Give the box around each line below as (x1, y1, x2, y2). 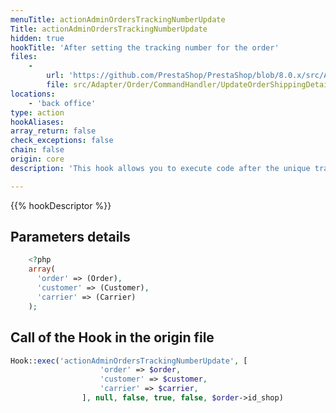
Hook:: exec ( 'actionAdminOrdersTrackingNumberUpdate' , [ (10, 356, 248, 366)
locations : (10, 89, 56, 99)
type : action (10, 107, 65, 118)
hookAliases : (10, 117, 65, 127)
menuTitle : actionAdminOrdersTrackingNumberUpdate (10, 14, 226, 25)
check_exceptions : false (10, 136, 114, 146)
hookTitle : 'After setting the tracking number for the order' (10, 42, 280, 53)
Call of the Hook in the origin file (10, 329, 215, 346)
